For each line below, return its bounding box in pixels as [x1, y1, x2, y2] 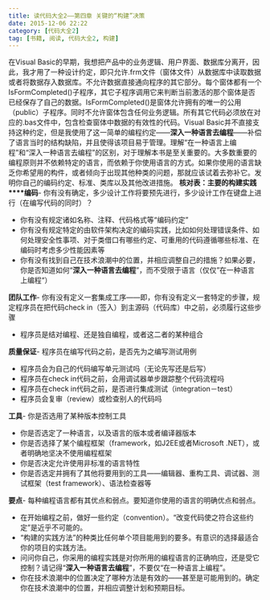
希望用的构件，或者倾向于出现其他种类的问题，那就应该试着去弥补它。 [22, 168, 255, 178]
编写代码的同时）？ [29, 198, 93, 208]
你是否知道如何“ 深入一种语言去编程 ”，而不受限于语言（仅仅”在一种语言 [19, 265, 256, 275]
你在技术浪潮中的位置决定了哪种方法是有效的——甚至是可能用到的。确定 [19, 573, 260, 583]
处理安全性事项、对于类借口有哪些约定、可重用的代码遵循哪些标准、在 [27, 235, 260, 245]
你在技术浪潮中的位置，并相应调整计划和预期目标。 [19, 583, 190, 593]
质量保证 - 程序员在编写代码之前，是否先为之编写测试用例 [8, 347, 197, 356]
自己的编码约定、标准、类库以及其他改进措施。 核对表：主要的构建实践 [22, 178, 257, 187]
